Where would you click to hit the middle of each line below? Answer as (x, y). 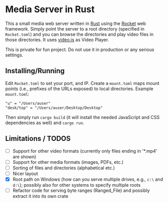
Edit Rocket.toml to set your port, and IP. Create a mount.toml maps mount (82, 83)
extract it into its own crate (40, 196)
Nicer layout (25, 173)
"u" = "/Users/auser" (28, 103)
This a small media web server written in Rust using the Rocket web (76, 23)
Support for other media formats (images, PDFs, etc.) (68, 162)
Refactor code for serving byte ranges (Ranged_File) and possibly (81, 190)
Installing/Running (35, 71)
